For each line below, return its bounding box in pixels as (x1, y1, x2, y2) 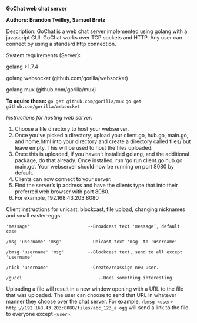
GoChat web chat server (6, 5, 67, 12)
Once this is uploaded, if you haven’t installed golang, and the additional (14, 150, 189, 157)
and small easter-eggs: (6, 212, 62, 219)
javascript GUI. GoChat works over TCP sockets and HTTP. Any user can (6, 34, 182, 41)
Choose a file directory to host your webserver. (14, 126, 129, 132)
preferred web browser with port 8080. (14, 188, 110, 195)
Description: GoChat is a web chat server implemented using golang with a (6, 28, 188, 35)
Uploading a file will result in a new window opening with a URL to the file (6, 285, 184, 292)
